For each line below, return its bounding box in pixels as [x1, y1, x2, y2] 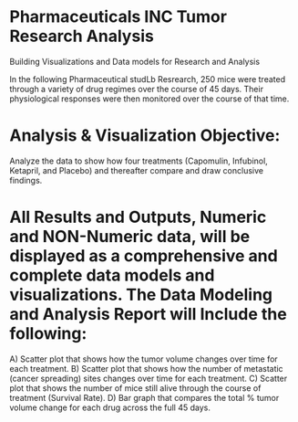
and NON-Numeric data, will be [9, 227, 251, 248]
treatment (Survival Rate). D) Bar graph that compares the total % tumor [9, 392, 280, 403]
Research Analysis [9, 26, 155, 47]
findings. [9, 174, 43, 185]
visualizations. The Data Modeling [9, 285, 273, 305]
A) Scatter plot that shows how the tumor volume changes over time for [9, 353, 278, 364]
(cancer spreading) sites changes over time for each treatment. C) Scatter [9, 373, 288, 384]
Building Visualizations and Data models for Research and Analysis [9, 56, 261, 67]
